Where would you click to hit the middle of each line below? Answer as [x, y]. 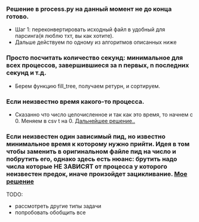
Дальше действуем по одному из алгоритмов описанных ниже [96, 42]
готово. [17, 16]
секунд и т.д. [26, 73]
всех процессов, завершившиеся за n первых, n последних [98, 65]
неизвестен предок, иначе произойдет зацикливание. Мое [97, 174]
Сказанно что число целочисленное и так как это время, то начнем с [104, 114]
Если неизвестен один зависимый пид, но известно [86, 136]
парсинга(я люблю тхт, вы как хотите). [64, 36]
